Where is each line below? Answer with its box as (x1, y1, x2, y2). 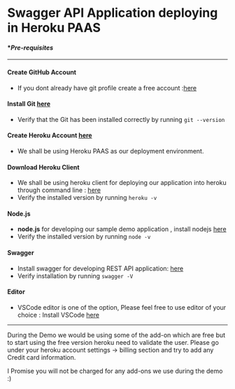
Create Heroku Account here (7, 131, 92, 139)
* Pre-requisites (7, 43, 54, 52)
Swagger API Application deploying (7, 5, 218, 21)
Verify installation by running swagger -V (17, 271, 134, 280)
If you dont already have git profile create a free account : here (17, 83, 197, 92)
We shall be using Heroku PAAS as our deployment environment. (17, 147, 204, 155)
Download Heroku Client (7, 163, 80, 171)
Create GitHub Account (7, 68, 77, 76)
